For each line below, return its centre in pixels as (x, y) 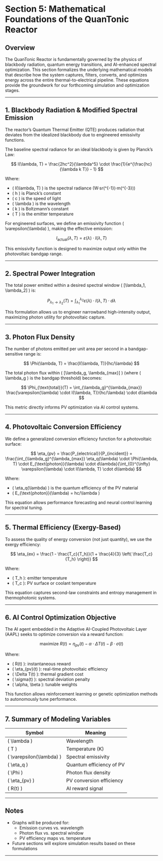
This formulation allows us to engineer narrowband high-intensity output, (78, 312)
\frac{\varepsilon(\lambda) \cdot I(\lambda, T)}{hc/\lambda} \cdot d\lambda (81, 393)
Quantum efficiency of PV (96, 765)
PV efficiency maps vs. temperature (55, 838)
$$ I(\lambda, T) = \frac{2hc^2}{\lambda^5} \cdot (60, 164)
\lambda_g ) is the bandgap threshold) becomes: (54, 378)
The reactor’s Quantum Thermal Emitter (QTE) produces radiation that (75, 130)
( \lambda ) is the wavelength (41, 204)
